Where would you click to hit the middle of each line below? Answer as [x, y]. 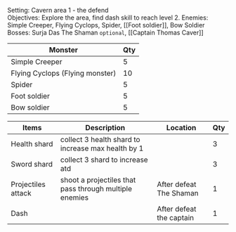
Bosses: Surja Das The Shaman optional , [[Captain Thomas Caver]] [105, 32]
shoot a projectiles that [98, 180]
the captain [176, 218]
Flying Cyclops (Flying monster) [64, 73]
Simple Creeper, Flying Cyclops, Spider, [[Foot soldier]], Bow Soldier [106, 25]
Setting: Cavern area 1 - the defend [58, 10]
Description [105, 128]
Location [181, 128]
